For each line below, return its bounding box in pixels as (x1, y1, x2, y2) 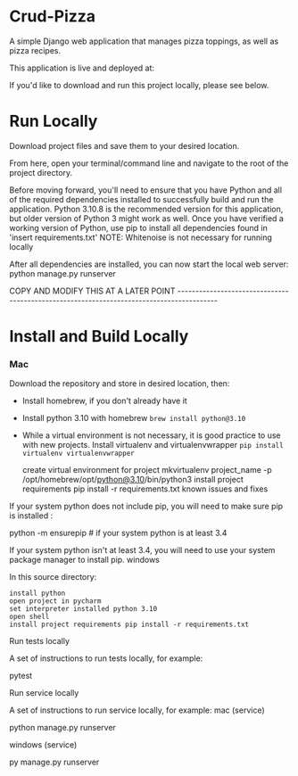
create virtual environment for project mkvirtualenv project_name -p (21, 465, 272, 475)
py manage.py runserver (9, 756, 100, 768)
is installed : (9, 510, 54, 521)
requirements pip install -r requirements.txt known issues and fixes (21, 483, 269, 494)
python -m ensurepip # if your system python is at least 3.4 (9, 528, 228, 539)
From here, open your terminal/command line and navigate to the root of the (9, 158, 289, 169)
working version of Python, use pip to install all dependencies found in (9, 222, 268, 233)
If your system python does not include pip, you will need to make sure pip (9, 501, 284, 512)
